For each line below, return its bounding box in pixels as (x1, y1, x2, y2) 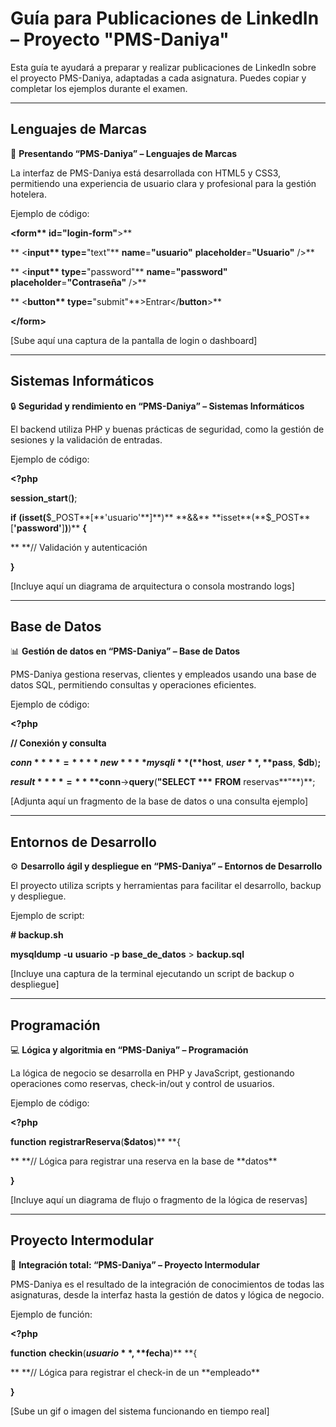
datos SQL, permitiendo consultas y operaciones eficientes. (10, 679, 257, 691)
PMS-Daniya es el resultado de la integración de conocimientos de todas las (10, 1278, 325, 1290)
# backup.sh (10, 929, 64, 941)
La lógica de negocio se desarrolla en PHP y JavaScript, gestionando (10, 1067, 295, 1079)
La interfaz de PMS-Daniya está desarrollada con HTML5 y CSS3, (10, 167, 282, 179)
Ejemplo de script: (10, 910, 85, 922)
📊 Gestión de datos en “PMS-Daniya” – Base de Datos (10, 645, 241, 657)
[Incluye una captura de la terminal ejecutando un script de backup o (10, 968, 295, 980)
